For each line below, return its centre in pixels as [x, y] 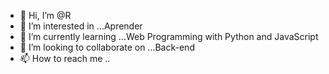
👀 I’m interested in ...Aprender [81, 26]
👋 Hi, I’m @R [45, 15]
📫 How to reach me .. [65, 58]
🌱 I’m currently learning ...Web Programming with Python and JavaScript [169, 36]
